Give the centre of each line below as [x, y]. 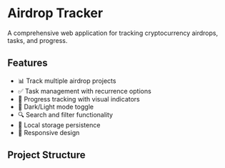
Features [27, 63]
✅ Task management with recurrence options [84, 91]
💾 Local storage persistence [59, 125]
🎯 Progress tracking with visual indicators [79, 99]
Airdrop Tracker [55, 13]
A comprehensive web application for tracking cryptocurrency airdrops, [113, 33]
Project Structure [46, 155]
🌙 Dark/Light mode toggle [56, 107]
